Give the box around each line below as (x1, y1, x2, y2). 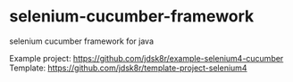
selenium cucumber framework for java (9, 36, 155, 46)
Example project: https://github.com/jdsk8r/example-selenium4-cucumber (9, 53, 284, 63)
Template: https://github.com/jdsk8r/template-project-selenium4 (9, 62, 247, 73)
